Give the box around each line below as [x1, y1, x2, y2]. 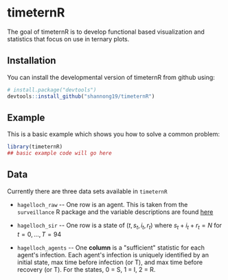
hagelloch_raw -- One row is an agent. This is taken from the [16, 200, 188, 208]
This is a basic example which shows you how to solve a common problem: [7, 130, 220, 138]
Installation [7, 55, 56, 67]
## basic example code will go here [7, 150, 112, 157]
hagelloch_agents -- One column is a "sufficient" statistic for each [16, 243, 205, 252]
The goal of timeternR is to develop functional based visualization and [7, 28, 205, 36]
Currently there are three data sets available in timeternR [7, 187, 168, 195]
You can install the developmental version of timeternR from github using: [7, 73, 215, 81]
